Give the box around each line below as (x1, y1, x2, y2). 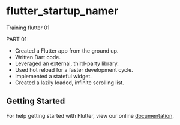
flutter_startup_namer (6, 4, 119, 18)
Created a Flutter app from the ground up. (14, 47, 119, 54)
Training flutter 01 (6, 24, 50, 31)
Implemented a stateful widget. (14, 72, 92, 80)
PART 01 (6, 35, 27, 42)
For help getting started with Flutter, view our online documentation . (6, 112, 174, 119)
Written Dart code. (14, 53, 61, 60)
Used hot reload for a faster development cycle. (14, 66, 133, 73)
